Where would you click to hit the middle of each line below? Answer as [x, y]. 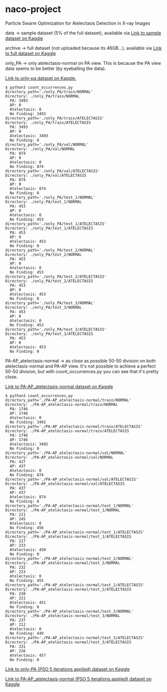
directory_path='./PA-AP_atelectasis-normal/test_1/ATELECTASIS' [75, 532]
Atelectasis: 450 [28, 550]
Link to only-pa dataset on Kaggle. [41, 78]
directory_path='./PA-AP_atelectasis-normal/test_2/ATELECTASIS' [75, 585]
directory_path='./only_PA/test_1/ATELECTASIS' [56, 224]
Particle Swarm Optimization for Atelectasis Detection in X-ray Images [78, 23]
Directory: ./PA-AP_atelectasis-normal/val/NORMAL [59, 457]
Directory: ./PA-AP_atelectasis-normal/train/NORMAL [62, 404]
